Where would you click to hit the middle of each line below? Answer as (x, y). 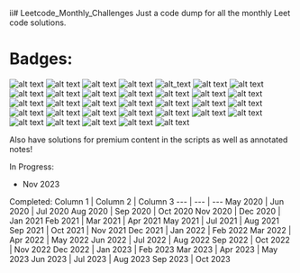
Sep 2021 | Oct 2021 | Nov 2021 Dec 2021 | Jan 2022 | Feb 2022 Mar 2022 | (150, 230)
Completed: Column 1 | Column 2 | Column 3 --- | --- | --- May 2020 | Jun (147, 201)
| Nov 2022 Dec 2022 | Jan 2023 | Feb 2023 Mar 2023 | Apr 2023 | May (144, 249)
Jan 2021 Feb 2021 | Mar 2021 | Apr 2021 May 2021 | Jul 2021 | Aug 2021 (144, 221)
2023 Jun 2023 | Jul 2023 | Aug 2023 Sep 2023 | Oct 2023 (120, 259)
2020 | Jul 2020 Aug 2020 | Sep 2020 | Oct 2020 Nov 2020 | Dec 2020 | (145, 211)
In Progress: (32, 167)
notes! (21, 149)
